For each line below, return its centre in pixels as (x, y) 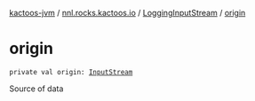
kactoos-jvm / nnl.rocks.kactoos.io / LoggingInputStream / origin (127, 13)
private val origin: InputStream (71, 72)
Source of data (36, 89)
